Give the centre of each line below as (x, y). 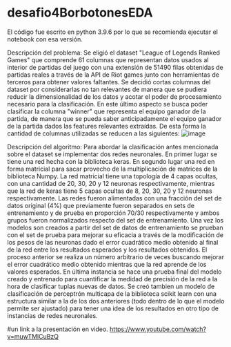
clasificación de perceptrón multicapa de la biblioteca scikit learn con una (112, 293)
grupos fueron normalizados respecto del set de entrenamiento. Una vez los (115, 220)
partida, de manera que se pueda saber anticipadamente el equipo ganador (114, 118)
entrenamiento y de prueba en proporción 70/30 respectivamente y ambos (113, 213)
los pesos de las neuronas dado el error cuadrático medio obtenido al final (113, 242)
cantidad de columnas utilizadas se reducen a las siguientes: (93, 133)
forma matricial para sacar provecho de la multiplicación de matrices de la (112, 169)
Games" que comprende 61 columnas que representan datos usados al (108, 59)
